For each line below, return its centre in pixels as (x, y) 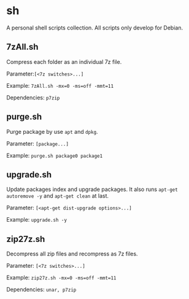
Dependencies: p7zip (33, 97)
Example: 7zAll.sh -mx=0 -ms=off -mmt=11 (60, 85)
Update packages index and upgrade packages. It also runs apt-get (92, 189)
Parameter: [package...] (38, 143)
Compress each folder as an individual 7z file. (64, 61)
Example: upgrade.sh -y (37, 220)
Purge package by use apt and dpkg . (52, 131)
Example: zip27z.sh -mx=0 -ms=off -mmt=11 (61, 278)
